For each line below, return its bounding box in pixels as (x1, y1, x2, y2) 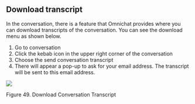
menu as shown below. (6, 32, 61, 40)
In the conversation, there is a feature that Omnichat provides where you (6, 20, 181, 27)
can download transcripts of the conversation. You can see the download (6, 26, 183, 33)
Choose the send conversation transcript (14, 56, 114, 63)
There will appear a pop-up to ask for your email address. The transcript (14, 63, 189, 70)
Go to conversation (14, 44, 61, 51)
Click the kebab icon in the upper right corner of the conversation (14, 50, 173, 57)
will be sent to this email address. (14, 68, 95, 75)
